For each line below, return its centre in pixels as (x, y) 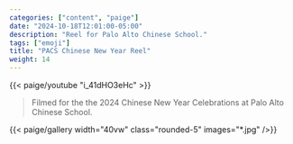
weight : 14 (30, 59)
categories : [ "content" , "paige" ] (74, 18)
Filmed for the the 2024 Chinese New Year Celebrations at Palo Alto (157, 103)
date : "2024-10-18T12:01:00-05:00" (76, 26)
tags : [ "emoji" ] (40, 43)
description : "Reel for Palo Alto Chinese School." (108, 34)
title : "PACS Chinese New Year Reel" (80, 51)
